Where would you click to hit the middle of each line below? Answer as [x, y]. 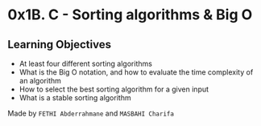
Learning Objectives [60, 45]
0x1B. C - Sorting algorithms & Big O [130, 15]
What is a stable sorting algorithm [75, 98]
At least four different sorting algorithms [85, 63]
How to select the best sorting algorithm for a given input [114, 89]
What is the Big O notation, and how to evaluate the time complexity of [136, 72]
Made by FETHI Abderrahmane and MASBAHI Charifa [91, 113]
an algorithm [40, 81]
